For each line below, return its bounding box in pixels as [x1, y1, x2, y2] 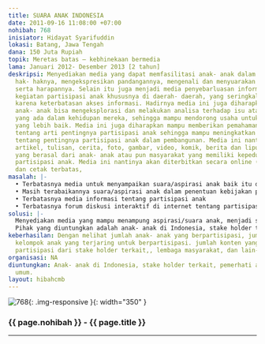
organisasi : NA [8, 253, 58, 261]
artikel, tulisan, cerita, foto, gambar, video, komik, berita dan [15, 144, 242, 151]
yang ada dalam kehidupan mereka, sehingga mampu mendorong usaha [15, 114, 238, 122]
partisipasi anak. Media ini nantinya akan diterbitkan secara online [15, 159, 252, 166]
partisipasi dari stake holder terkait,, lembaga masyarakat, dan [15, 246, 238, 254]
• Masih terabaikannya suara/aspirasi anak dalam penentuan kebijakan [15, 187, 252, 196]
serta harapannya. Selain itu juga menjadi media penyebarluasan [15, 84, 235, 93]
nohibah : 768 [8, 26, 51, 34]
